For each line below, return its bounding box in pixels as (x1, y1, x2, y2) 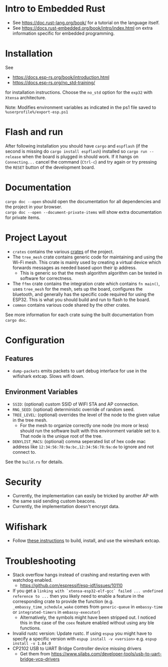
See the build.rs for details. (5, 459, 64, 465)
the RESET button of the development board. (5, 164, 95, 170)
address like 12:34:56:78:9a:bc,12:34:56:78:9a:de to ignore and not (12, 444, 154, 450)
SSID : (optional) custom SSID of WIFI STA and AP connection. (12, 401, 139, 407)
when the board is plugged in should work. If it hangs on (22, 154, 139, 160)
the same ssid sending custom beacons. (12, 498, 96, 504)
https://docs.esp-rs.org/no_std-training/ (12, 79, 95, 85)
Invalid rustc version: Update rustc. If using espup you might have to (12, 630, 152, 636)
